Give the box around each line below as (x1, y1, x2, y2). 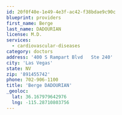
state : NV (6, 65, 32, 72)
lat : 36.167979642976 (12, 94, 67, 100)
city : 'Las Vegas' (6, 60, 53, 66)
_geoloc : (6, 88, 29, 94)
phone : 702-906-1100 (6, 77, 59, 83)
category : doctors (6, 49, 53, 55)
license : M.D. (6, 32, 43, 38)
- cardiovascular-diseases (12, 43, 81, 49)
